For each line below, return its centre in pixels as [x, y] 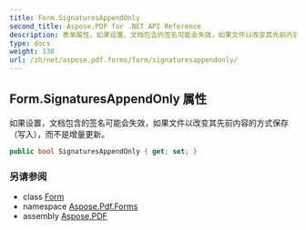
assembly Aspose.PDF [65, 215]
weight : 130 [32, 52]
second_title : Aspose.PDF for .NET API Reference [106, 26]
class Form [43, 196]
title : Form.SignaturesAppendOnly [75, 18]
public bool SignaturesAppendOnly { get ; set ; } [103, 151]
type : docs [30, 43]
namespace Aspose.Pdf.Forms [80, 206]
